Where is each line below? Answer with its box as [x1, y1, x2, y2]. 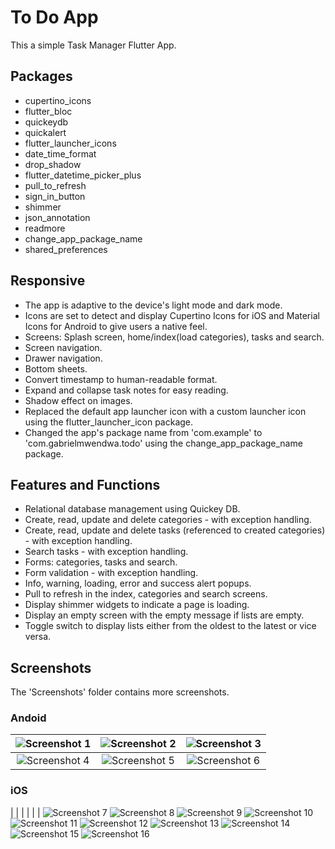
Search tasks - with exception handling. [24, 546, 189, 558]
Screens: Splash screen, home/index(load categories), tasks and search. [24, 331, 325, 343]
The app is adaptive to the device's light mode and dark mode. [24, 299, 283, 311]
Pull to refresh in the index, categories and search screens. [24, 588, 268, 600]
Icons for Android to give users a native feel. [24, 320, 208, 332]
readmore [24, 222, 66, 234]
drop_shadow [24, 158, 82, 170]
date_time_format [24, 147, 97, 160]
